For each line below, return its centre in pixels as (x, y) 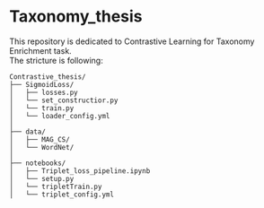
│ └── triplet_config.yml (62, 195)
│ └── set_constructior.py (64, 100)
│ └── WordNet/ (42, 147)
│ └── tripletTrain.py (56, 186)
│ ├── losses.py (44, 92)
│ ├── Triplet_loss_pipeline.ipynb (80, 171)
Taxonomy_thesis (76, 17)
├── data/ (28, 132)
